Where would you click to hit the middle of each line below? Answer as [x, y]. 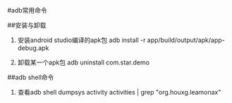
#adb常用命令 [27, 10]
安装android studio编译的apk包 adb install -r [81, 40]
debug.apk [33, 48]
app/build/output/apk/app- [186, 40]
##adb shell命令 [31, 77]
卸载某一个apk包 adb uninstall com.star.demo [84, 62]
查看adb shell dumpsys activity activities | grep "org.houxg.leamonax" [119, 92]
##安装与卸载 [27, 25]
